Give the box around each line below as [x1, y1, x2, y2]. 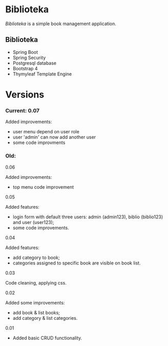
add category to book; [12, 254, 60, 260]
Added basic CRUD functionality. [12, 335, 82, 341]
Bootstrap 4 [12, 65, 38, 71]
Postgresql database [12, 60, 57, 66]
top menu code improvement [12, 184, 74, 190]
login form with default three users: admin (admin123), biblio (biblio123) [12, 214, 163, 220]
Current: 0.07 [5, 107, 40, 114]
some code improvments [12, 139, 66, 146]
